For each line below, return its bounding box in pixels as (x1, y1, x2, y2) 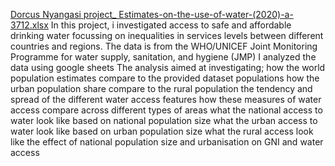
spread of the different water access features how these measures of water (10, 94, 322, 105)
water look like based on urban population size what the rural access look (10, 125, 314, 137)
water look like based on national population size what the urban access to (10, 115, 318, 126)
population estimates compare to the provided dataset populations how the (10, 72, 320, 84)
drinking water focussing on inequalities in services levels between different (10, 30, 324, 41)
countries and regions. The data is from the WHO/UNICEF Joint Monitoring (10, 40, 318, 52)
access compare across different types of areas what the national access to (10, 104, 323, 116)
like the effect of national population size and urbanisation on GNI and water (10, 136, 324, 148)
